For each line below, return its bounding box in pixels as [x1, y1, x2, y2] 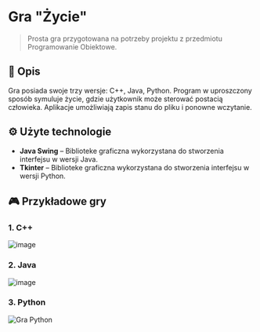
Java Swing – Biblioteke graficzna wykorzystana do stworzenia [19, 146, 225, 155]
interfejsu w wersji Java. [19, 154, 98, 164]
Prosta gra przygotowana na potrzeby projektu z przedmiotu [27, 34, 223, 43]
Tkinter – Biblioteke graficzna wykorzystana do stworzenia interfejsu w [19, 162, 250, 172]
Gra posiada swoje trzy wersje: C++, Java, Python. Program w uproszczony [8, 86, 252, 95]
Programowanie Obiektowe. [27, 42, 117, 51]
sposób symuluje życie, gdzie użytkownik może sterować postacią [8, 94, 223, 104]
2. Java [8, 260, 37, 271]
